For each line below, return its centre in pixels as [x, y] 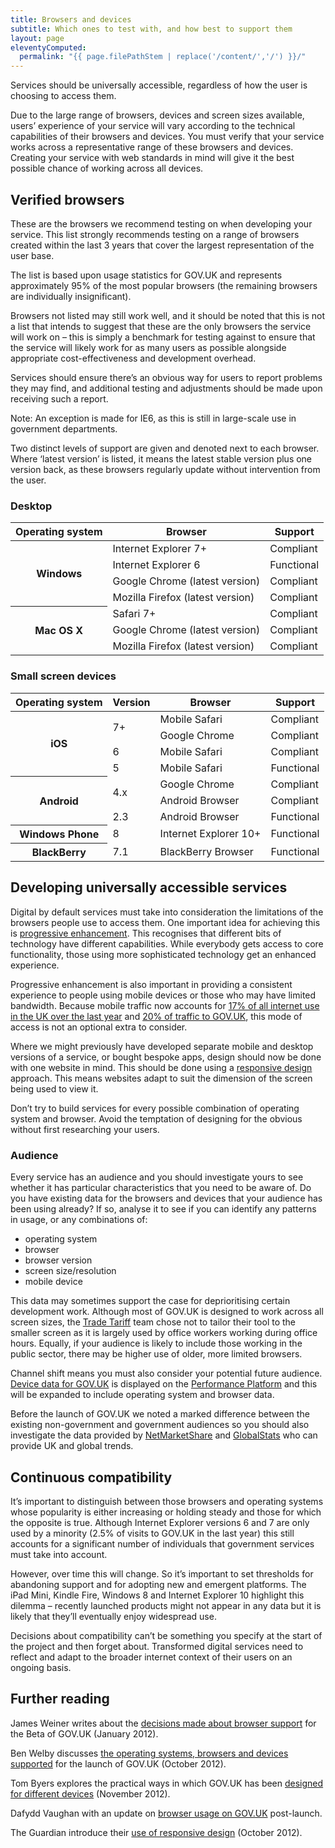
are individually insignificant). [71, 296]
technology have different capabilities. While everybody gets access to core [167, 943]
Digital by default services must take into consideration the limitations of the [167, 912]
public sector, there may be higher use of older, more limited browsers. [156, 1354]
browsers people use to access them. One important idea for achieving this [165, 922]
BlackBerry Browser [206, 851]
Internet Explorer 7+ [159, 549]
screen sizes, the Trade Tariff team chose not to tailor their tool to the [153, 1322]
